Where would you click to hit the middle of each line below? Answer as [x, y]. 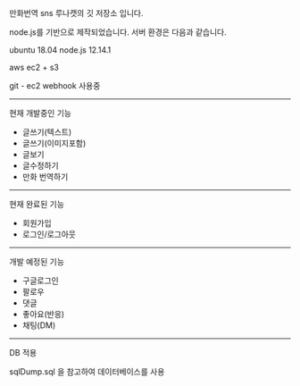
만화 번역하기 [45, 176]
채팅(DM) [39, 325]
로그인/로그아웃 [49, 234]
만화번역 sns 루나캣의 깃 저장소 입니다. [76, 13]
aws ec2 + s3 [34, 67]
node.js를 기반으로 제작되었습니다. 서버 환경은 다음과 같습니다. [118, 32]
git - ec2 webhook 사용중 [55, 86]
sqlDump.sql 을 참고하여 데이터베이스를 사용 [87, 372]
